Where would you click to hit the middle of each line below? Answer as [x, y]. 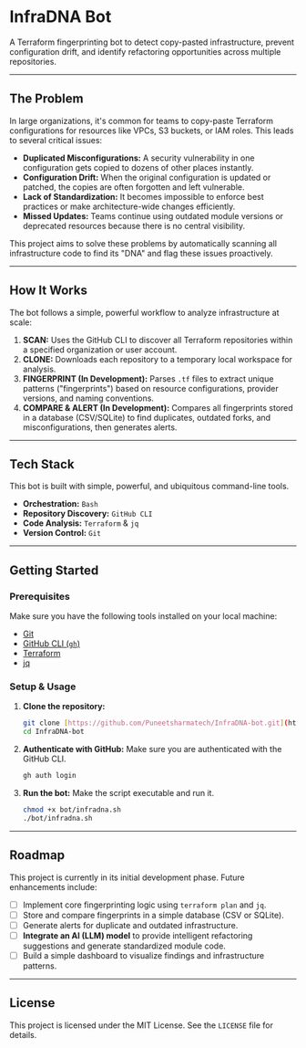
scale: [20, 322]
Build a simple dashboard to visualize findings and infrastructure [143, 955]
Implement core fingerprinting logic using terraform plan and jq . [144, 905]
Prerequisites [40, 596]
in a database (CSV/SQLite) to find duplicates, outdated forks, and [147, 417]
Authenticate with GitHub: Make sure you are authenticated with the [152, 749]
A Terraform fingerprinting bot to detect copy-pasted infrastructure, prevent [152, 42]
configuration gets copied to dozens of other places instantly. [138, 167]
